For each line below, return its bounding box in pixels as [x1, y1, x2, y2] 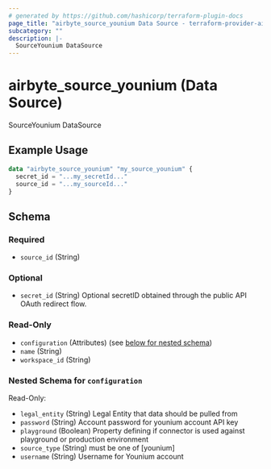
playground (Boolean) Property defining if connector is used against [19, 425, 245, 435]
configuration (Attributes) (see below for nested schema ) [19, 338, 212, 347]
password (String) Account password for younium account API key [19, 417, 239, 427]
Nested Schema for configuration [8, 375, 143, 386]
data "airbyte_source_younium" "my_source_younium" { [8, 164, 194, 173]
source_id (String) [19, 252, 81, 262]
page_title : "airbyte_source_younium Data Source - [8, 19, 186, 27]
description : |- [8, 34, 63, 43]
